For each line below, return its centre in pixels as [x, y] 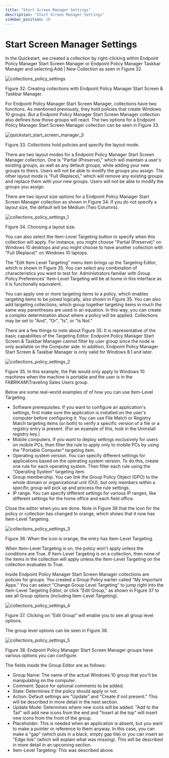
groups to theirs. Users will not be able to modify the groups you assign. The [85, 171]
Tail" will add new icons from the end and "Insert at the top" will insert [85, 713]
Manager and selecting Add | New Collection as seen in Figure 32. [74, 69]
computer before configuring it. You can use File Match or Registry [81, 418]
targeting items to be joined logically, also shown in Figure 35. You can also [83, 299]
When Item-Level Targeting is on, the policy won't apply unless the [74, 548]
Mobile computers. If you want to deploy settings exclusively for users [85, 440]
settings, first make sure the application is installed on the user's [79, 413]
